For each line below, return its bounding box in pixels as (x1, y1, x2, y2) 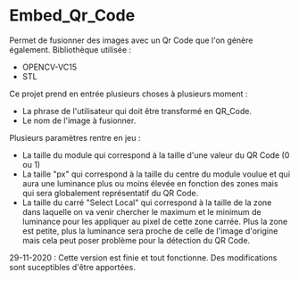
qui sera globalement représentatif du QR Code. (21, 187, 199, 198)
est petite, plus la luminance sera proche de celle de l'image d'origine (21, 225, 278, 236)
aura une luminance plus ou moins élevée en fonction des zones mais (21, 178, 278, 188)
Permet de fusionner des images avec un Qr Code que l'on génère (9, 35, 253, 45)
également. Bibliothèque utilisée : (9, 44, 132, 54)
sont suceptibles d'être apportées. (9, 261, 136, 272)
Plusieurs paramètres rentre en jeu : (9, 132, 141, 143)
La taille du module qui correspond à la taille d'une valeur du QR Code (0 (21, 149, 290, 161)
